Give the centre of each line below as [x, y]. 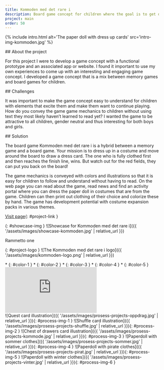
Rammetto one [20, 241]
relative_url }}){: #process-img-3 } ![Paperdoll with [106, 336]
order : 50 [15, 23]
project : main [20, 19]
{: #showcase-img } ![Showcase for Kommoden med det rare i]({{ [71, 226]
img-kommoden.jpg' [26, 42]
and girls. [14, 127]
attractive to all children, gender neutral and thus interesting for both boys [79, 122]
